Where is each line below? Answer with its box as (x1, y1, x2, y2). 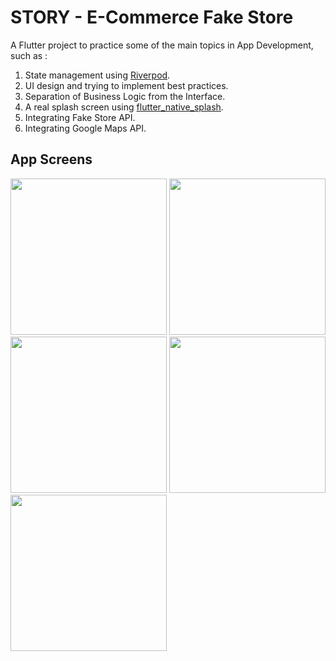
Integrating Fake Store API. (24, 111, 136, 123)
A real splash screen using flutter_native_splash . (24, 101, 224, 113)
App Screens (10, 151, 93, 168)
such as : (10, 49, 48, 61)
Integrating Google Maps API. (24, 122, 147, 134)
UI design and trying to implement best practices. (24, 79, 229, 91)
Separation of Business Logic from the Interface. (24, 90, 226, 102)
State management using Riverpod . (24, 69, 171, 81)
